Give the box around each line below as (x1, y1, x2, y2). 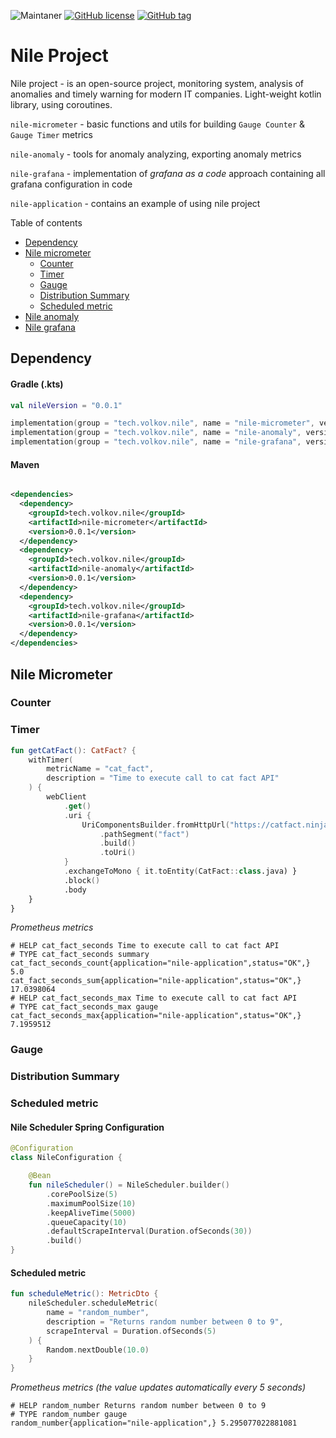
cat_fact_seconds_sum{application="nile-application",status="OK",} (10, 976, 302, 986)
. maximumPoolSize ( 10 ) (46, 1198, 137, 1209)
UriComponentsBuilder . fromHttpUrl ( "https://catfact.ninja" (81, 820, 333, 830)
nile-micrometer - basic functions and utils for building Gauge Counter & (10, 118, 306, 130)
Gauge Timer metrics (10, 128, 93, 140)
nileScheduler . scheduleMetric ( (28, 1298, 159, 1309)
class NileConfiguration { (10, 1153, 123, 1163)
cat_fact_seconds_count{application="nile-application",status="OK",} (10, 958, 311, 969)
